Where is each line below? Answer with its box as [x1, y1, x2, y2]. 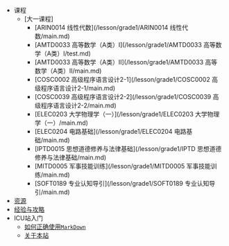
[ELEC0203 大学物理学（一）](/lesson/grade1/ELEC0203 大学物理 [34, 110, 220, 118]
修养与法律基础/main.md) [34, 153, 107, 161]
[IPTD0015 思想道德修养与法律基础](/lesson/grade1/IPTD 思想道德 [34, 145, 222, 152]
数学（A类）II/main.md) [34, 67, 102, 75]
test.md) [67, 49, 92, 58]
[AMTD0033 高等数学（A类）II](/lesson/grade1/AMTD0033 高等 [34, 58, 218, 66]
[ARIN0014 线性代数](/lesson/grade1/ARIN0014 [34, 24, 169, 31]
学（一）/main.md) [34, 118, 89, 127]
